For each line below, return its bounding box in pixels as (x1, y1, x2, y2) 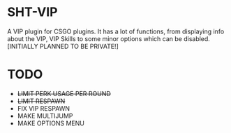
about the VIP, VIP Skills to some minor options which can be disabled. (7, 34, 211, 42)
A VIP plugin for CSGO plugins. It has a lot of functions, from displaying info (7, 27, 225, 36)
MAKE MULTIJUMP (17, 111, 73, 120)
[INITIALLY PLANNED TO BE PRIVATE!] (7, 42, 119, 50)
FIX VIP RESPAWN (17, 104, 70, 112)
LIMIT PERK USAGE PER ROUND (17, 89, 112, 97)
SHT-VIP (7, 4, 58, 20)
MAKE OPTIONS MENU (17, 119, 85, 127)
